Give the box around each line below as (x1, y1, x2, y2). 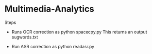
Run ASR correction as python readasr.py (11, 43, 95, 49)
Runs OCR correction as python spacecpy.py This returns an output (11, 29, 147, 35)
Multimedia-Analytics (4, 3, 95, 15)
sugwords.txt (11, 34, 38, 40)
